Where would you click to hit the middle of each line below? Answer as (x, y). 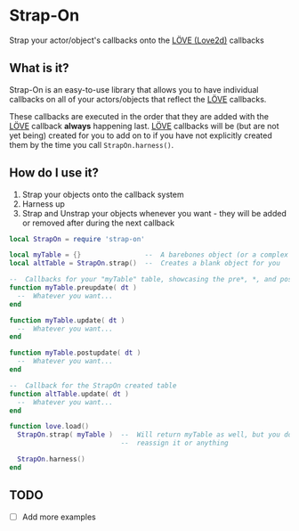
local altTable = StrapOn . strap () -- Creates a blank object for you (145, 264)
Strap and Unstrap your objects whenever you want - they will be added (154, 213)
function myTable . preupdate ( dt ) (73, 288)
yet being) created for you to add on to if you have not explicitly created (141, 135)
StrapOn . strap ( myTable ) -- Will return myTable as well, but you (149, 435)
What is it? (39, 68)
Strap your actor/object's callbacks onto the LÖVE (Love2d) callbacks (137, 40)
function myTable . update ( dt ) (67, 320)
